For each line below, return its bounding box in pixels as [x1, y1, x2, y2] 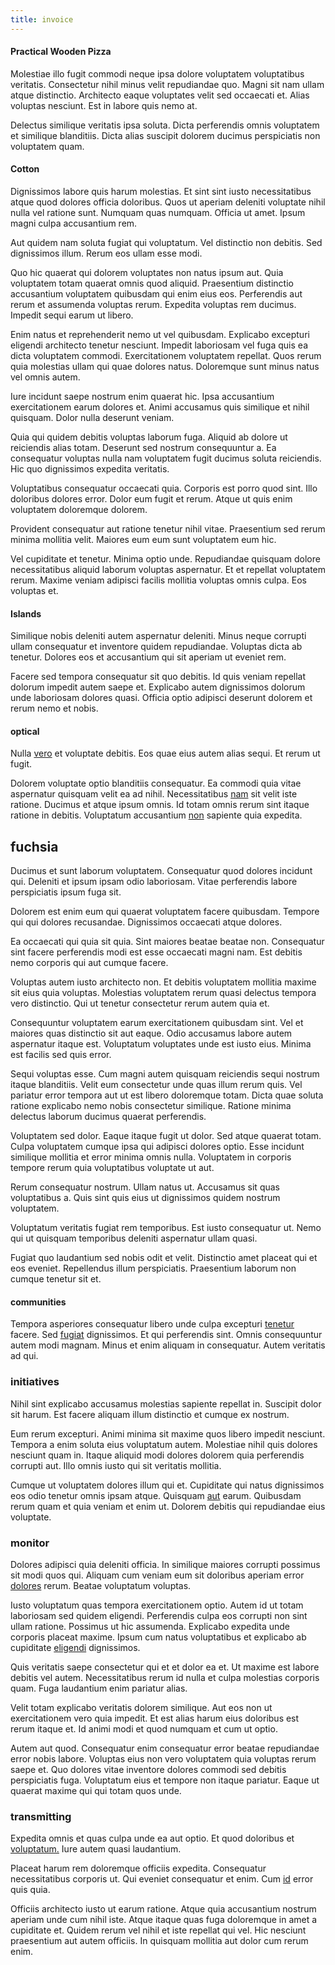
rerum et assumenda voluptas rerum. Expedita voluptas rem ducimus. [10, 299, 297, 311]
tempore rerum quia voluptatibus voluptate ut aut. [10, 1162, 215, 1174]
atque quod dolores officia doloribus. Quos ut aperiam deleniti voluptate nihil [10, 196, 326, 208]
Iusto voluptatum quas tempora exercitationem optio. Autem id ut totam [10, 1599, 304, 1611]
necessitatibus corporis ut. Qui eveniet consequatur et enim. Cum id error [10, 1873, 314, 1885]
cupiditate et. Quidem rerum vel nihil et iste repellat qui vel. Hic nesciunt [10, 1924, 307, 1936]
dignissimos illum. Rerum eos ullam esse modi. [10, 247, 203, 260]
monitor [10, 1536, 50, 1550]
